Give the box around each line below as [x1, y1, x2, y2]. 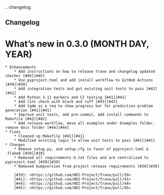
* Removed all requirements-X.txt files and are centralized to [14, 155, 149, 161]
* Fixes [5, 130, 21, 134]
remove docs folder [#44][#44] [5, 125, 69, 130]
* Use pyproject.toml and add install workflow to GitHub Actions [14, 78, 153, 83]
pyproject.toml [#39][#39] [5, 160, 61, 164]
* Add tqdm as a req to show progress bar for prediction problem [14, 103, 153, 109]
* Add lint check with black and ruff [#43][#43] [14, 99, 118, 104]
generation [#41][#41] [5, 108, 52, 113]
